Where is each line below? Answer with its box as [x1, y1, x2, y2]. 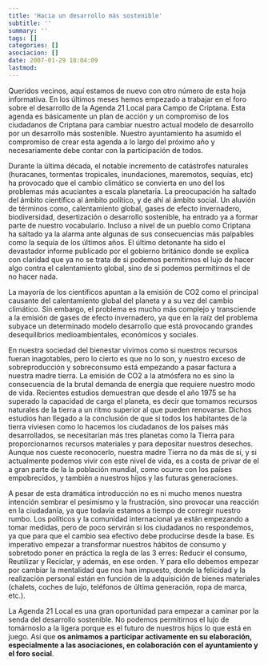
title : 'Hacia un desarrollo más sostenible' [8, 11, 162, 20]
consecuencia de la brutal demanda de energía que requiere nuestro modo [8, 379, 255, 389]
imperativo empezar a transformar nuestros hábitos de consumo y [8, 539, 226, 549]
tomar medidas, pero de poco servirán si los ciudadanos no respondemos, [8, 522, 254, 532]
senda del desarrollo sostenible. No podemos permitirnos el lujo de [8, 615, 230, 624]
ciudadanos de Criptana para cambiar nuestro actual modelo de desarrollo [8, 119, 254, 129]
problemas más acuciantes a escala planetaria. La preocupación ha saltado [8, 186, 257, 196]
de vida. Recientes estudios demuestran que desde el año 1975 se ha [8, 388, 237, 397]
